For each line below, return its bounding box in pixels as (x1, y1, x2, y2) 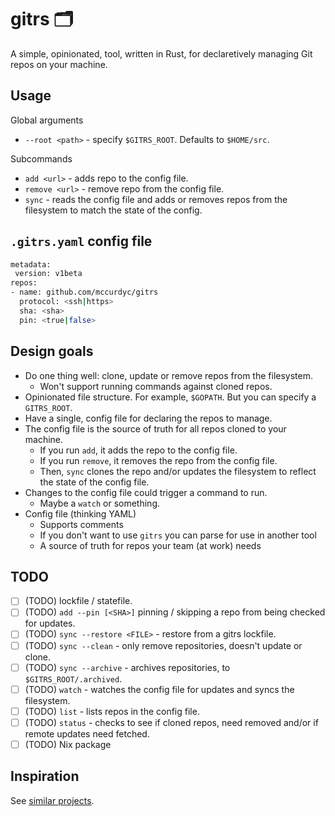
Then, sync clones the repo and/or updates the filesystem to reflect (39, 465, 317, 477)
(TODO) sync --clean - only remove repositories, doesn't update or (24, 639, 303, 651)
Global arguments (10, 114, 84, 126)
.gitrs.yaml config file (10, 233, 153, 250)
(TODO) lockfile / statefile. (24, 595, 133, 607)
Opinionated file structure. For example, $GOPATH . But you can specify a (24, 391, 317, 403)
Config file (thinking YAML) (24, 507, 137, 520)
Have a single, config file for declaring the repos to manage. (24, 412, 273, 424)
